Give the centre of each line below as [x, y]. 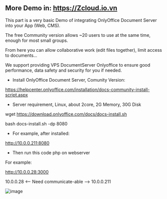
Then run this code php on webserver [51, 152]
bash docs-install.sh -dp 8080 [36, 123]
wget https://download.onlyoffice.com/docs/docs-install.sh [66, 114]
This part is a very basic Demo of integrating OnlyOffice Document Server [81, 20]
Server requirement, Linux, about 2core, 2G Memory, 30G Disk [77, 104]
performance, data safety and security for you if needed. [64, 70]
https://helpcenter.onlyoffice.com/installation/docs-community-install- [78, 90]
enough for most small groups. [37, 40]
